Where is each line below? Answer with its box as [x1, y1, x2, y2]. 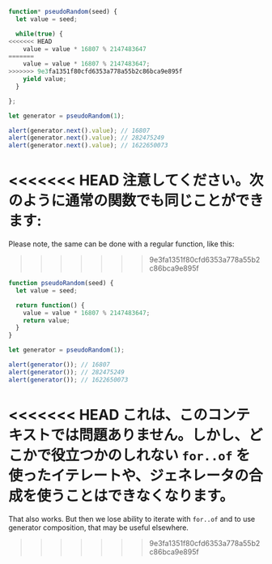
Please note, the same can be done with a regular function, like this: [8, 239, 235, 249]
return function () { [15, 301, 85, 310]
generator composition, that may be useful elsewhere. [8, 523, 189, 532]
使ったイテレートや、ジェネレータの [8, 466, 249, 485]
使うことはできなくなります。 [36, 486, 235, 505]
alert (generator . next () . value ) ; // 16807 [8, 126, 151, 135]
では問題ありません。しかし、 [50, 425, 249, 444]
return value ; [23, 316, 70, 324]
